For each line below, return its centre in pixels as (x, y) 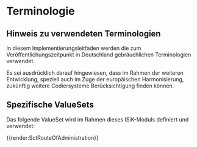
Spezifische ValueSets (50, 105)
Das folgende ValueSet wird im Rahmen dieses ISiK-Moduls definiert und (98, 119)
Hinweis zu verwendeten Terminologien (84, 34)
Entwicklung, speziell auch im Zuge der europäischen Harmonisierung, (95, 79)
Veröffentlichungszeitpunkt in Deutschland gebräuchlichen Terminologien (99, 55)
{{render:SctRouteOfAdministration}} (52, 137)
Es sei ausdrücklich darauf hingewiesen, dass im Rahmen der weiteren (95, 73)
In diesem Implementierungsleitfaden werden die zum (74, 48)
